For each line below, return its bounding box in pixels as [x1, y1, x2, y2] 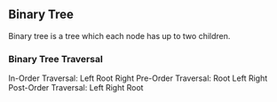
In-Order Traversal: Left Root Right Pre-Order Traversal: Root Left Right [8, 73, 268, 83]
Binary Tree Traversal [8, 52, 103, 65]
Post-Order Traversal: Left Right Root [8, 82, 144, 93]
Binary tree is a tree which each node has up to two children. [8, 30, 231, 41]
